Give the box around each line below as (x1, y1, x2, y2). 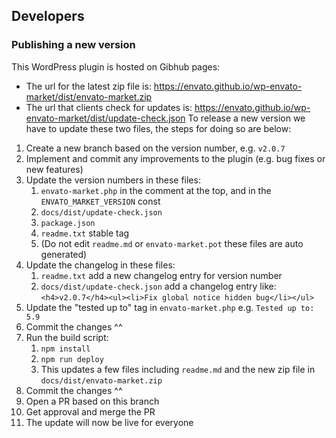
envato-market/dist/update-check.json (25, 112, 186, 124)
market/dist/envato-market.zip (25, 90, 153, 103)
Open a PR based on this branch (25, 395, 160, 407)
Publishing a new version (11, 38, 136, 52)
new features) (25, 163, 84, 175)
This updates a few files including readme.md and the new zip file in (40, 363, 316, 375)
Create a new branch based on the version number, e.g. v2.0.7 (25, 142, 286, 154)
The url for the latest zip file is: (25, 80, 152, 92)
